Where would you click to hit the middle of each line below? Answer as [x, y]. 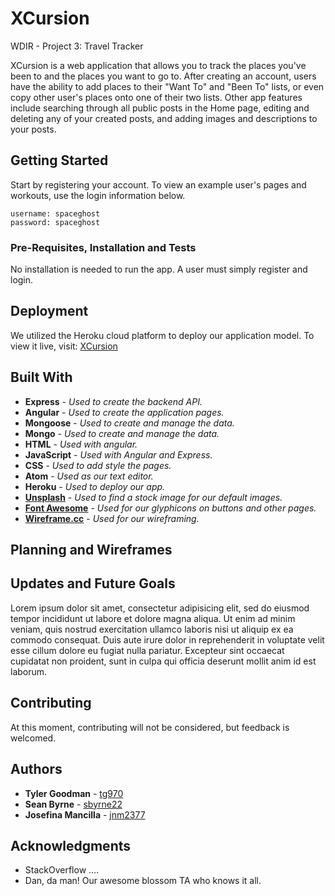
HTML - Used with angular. [81, 444]
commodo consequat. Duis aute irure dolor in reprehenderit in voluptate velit [167, 639]
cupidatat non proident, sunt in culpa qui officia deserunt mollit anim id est [163, 661]
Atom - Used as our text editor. [89, 476]
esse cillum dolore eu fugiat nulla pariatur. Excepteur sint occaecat [147, 650]
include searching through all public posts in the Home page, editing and [160, 108]
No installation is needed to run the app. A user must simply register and [159, 269]
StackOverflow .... [62, 870]
